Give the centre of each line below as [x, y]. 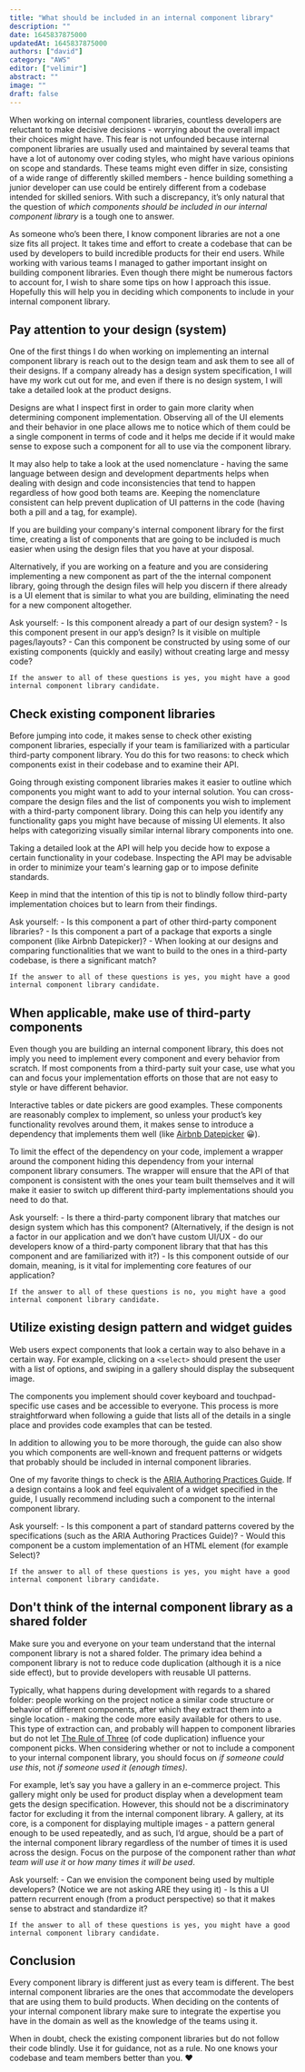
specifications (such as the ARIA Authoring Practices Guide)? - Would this [148, 1535]
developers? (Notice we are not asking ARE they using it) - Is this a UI [139, 1889]
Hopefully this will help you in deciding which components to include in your [152, 291]
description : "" [40, 26]
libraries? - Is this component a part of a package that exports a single [141, 932]
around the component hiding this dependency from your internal [132, 1161]
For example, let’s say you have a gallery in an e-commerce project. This [145, 1784]
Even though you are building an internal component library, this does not [147, 1049]
